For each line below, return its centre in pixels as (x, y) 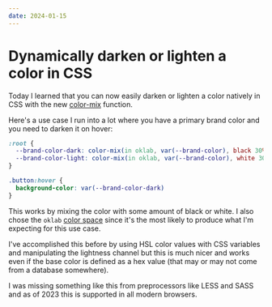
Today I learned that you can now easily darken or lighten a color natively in (134, 96)
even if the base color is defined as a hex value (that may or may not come (133, 261)
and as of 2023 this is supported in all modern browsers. (103, 294)
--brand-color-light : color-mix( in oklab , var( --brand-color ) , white (135, 159)
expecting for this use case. (55, 228)
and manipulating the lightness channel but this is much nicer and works (129, 253)
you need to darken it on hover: (61, 128)
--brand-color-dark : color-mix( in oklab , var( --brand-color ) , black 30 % (141, 151)
